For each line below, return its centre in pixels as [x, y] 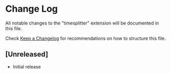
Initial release [27, 66]
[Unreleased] [27, 54]
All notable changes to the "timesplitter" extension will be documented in [82, 23]
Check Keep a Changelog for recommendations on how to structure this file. [86, 38]
